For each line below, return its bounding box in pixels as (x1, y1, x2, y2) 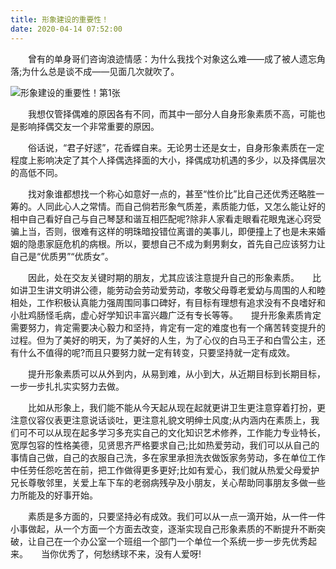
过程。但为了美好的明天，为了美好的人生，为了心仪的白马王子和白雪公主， (10, 334, 317, 346)
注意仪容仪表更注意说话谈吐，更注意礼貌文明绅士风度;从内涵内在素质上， (10, 414, 312, 426)
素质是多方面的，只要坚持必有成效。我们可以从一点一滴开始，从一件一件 (27, 510, 326, 522)
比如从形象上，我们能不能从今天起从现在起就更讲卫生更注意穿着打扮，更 (27, 401, 326, 413)
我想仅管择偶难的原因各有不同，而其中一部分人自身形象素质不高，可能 (27, 107, 317, 120)
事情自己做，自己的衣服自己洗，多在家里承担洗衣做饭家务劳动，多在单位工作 (10, 451, 326, 463)
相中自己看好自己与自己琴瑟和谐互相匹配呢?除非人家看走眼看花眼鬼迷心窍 (10, 212, 313, 225)
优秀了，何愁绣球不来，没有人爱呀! (58, 547, 202, 560)
